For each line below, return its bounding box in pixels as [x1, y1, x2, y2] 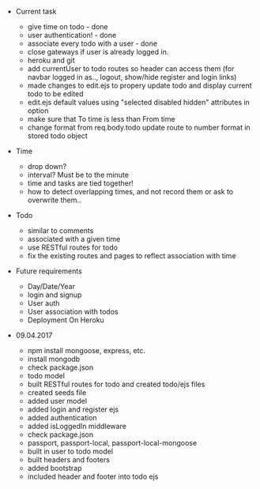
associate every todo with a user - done [27, 39, 158, 48]
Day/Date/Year [27, 282, 75, 291]
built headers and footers [27, 455, 111, 465]
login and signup [27, 290, 82, 299]
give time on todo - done [27, 22, 108, 31]
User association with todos [27, 307, 119, 316]
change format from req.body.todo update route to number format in [27, 122, 251, 132]
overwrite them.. [27, 195, 81, 205]
